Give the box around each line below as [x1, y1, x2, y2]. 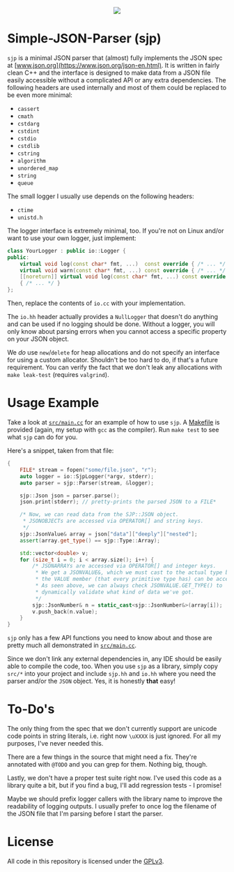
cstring [17, 150, 40, 157]
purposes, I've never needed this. [7, 739, 104, 748]
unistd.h [17, 214, 43, 221]
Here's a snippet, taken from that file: [7, 447, 114, 455]
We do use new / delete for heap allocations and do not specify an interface [7, 348, 220, 357]
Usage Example [7, 395, 100, 411]
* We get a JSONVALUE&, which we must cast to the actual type [35, 569, 223, 576]
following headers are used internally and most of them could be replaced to [7, 83, 227, 91]
